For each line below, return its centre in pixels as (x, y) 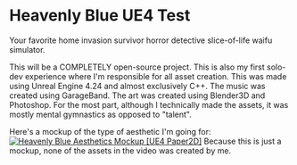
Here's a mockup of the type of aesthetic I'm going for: (110, 131)
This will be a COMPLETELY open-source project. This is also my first (137, 67)
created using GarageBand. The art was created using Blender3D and (137, 95)
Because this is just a (243, 141)
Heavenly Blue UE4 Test (100, 16)
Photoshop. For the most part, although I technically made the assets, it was (149, 104)
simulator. (27, 49)
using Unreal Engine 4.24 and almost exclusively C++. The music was (137, 86)
